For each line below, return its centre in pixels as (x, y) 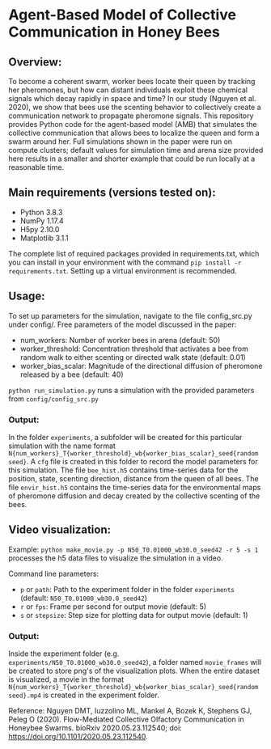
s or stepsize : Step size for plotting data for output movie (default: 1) (134, 615)
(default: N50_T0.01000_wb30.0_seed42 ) (83, 598)
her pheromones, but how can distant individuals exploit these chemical (128, 90)
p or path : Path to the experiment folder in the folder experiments (127, 589)
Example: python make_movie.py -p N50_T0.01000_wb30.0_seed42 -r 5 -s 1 (133, 549)
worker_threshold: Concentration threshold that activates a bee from (134, 349)
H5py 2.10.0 (40, 229)
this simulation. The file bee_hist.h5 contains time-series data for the (123, 470)
